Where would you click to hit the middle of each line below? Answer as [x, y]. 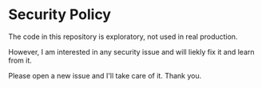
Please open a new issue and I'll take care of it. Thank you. [105, 75]
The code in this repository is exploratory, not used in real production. [123, 36]
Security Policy [60, 15]
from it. [20, 60]
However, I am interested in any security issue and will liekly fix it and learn [131, 52]
